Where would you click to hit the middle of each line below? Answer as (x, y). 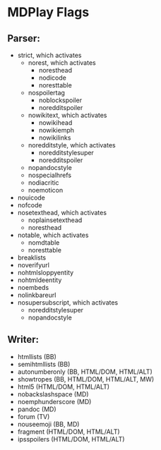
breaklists (32, 257)
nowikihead (55, 123)
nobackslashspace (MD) (53, 394)
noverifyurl (33, 265)
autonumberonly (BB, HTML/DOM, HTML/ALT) (85, 372)
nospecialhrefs (50, 175)
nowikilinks (55, 138)
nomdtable (44, 243)
